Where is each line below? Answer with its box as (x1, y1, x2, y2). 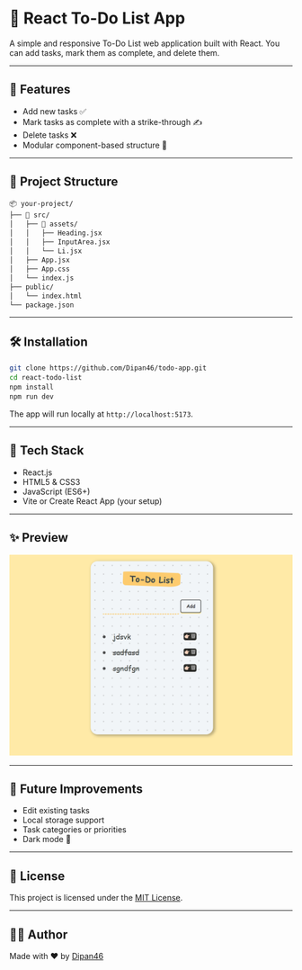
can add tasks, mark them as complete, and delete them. (9, 47, 220, 58)
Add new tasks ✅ (22, 105, 87, 116)
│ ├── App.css (9, 265, 70, 274)
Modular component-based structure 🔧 (22, 139, 168, 150)
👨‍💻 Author (9, 927, 68, 942)
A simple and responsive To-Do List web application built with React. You (9, 38, 280, 49)
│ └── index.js (9, 274, 75, 283)
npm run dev (9, 392, 54, 401)
